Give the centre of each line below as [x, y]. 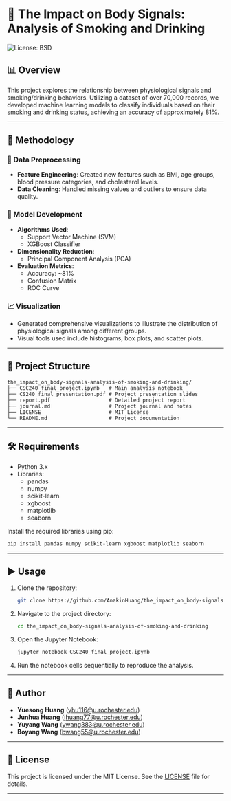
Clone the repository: [47, 588]
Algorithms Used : [43, 229]
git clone [31, 601]
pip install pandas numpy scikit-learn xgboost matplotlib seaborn [106, 544]
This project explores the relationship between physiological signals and [109, 90]
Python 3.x [32, 466]
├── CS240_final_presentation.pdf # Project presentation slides [102, 394]
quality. [27, 197]
